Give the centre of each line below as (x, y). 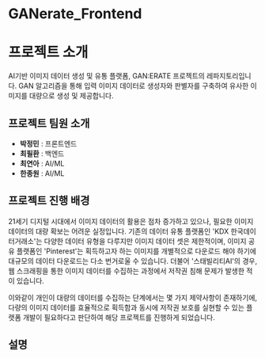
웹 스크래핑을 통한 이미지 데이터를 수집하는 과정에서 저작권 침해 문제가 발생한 (127, 271)
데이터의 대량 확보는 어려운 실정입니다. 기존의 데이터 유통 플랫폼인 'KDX (119, 231)
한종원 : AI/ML (42, 173)
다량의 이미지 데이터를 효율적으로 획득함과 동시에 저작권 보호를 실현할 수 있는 (127, 307)
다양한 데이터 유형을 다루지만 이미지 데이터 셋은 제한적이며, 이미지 (145, 241)
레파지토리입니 (229, 76)
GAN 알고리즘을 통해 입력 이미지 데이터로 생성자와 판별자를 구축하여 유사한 (134, 86)
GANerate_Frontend (75, 14)
